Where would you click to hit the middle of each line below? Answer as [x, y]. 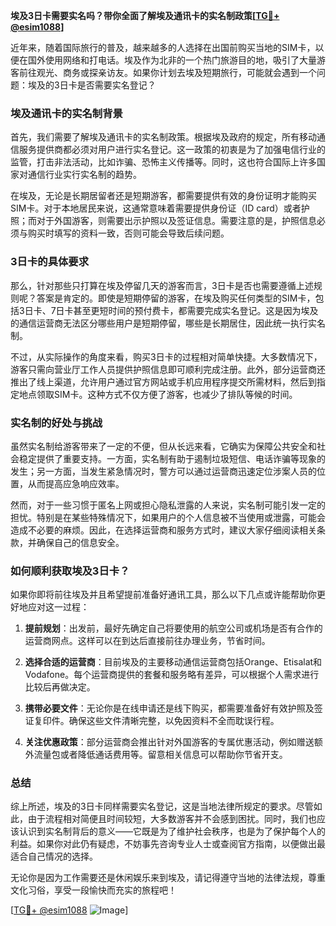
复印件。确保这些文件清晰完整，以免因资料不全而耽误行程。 [156, 721]
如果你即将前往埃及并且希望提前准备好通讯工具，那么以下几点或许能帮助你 [163, 595]
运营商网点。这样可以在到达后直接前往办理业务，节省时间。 [147, 641]
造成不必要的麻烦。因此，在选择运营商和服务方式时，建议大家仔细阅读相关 [163, 530]
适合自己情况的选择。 [54, 856]
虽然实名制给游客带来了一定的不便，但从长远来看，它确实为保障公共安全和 [163, 446]
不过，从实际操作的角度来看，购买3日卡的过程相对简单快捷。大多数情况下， [166, 356]
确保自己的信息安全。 [80, 542]
